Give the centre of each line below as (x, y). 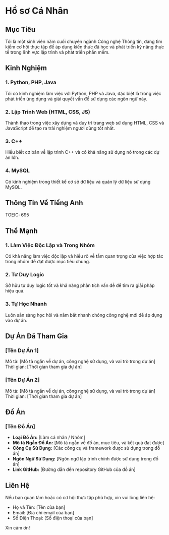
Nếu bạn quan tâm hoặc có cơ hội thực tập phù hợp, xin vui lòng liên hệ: (80, 498)
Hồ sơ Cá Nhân (37, 11)
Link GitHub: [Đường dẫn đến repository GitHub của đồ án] (74, 469)
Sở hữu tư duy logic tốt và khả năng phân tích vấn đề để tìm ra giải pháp (80, 285)
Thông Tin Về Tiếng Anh (44, 202)
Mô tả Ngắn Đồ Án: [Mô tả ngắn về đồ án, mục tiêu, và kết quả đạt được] (88, 443)
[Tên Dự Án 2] (22, 380)
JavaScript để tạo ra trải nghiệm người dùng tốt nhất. (60, 128)
